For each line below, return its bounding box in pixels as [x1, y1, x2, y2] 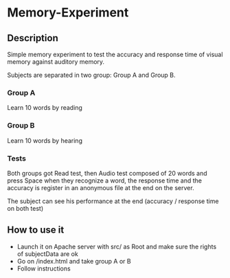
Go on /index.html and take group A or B [16, 257, 132, 265]
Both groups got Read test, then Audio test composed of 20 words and [7, 169, 207, 177]
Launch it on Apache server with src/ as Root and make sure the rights [16, 242, 217, 251]
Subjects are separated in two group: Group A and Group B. [7, 71, 176, 79]
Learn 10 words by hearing [7, 136, 82, 145]
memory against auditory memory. [7, 58, 105, 66]
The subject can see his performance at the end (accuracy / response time [7, 197, 219, 205]
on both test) [7, 204, 44, 212]
